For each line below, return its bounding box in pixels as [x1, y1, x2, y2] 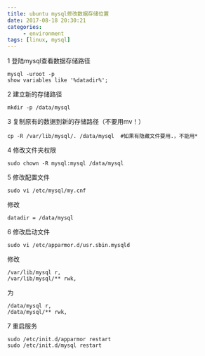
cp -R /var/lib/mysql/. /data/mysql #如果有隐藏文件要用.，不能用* [7, 133, 198, 140]
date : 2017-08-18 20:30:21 [7, 17, 86, 24]
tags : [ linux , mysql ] [7, 37, 71, 44]
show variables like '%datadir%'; [7, 77, 109, 84]
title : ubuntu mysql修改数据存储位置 [7, 10, 110, 18]
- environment [22, 30, 65, 37]
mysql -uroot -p [7, 71, 55, 78]
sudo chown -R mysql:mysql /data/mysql [7, 160, 124, 167]
